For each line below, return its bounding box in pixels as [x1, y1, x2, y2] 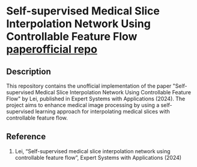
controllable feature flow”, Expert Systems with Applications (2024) [14, 154, 182, 161]
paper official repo [6, 43, 98, 56]
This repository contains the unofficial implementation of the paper [6, 82, 172, 90]
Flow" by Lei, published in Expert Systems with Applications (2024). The [6, 95, 186, 102]
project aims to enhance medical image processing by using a [6, 102, 160, 109]
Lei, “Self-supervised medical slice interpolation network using [14, 147, 171, 154]
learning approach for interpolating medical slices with [35, 108, 170, 115]
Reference [6, 132, 46, 142]
